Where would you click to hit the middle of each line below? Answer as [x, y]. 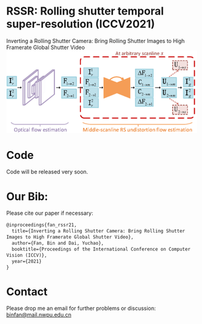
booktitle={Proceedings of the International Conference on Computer [101, 249]
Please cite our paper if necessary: [50, 213]
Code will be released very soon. [47, 172]
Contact [27, 292]
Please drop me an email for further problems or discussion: [81, 308]
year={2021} [27, 262]
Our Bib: [27, 196]
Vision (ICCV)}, [27, 255]
